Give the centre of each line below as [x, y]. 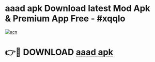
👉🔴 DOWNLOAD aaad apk [59, 52]
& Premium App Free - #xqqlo [65, 19]
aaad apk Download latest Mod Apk [78, 8]
